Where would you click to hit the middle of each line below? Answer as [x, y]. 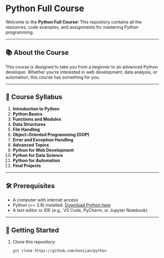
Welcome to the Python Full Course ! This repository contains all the [74, 22]
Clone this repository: [34, 242]
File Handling [26, 129]
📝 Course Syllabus [34, 97]
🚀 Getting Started [32, 230]
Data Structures [29, 124]
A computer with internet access [45, 200]
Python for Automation [36, 160]
